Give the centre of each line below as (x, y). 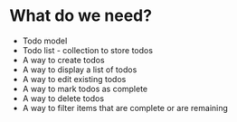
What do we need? (81, 16)
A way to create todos (64, 60)
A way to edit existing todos (74, 79)
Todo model (45, 41)
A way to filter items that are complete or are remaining (125, 108)
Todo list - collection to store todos (88, 50)
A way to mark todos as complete (85, 89)
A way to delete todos (63, 98)
